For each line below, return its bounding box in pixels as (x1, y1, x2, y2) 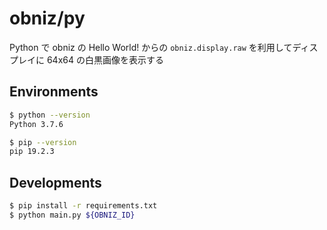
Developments (9, 174, 102, 191)
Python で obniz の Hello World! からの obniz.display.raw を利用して (9, 41, 293, 53)
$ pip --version (9, 137, 77, 147)
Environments (9, 83, 99, 101)
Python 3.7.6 (9, 119, 64, 129)
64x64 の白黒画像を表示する (46, 53, 164, 66)
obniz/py (9, 7, 86, 30)
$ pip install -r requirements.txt (9, 201, 158, 211)
